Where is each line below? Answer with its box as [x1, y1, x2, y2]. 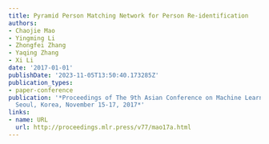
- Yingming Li [8, 34, 56, 42]
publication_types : [8, 78, 74, 86]
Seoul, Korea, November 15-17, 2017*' [15, 101, 146, 109]
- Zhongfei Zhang [8, 42, 66, 50]
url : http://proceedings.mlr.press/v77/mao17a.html [15, 123, 192, 131]
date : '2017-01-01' [8, 64, 74, 72]
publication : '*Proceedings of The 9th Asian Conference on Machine [8, 94, 242, 102]
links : [8, 109, 30, 117]
